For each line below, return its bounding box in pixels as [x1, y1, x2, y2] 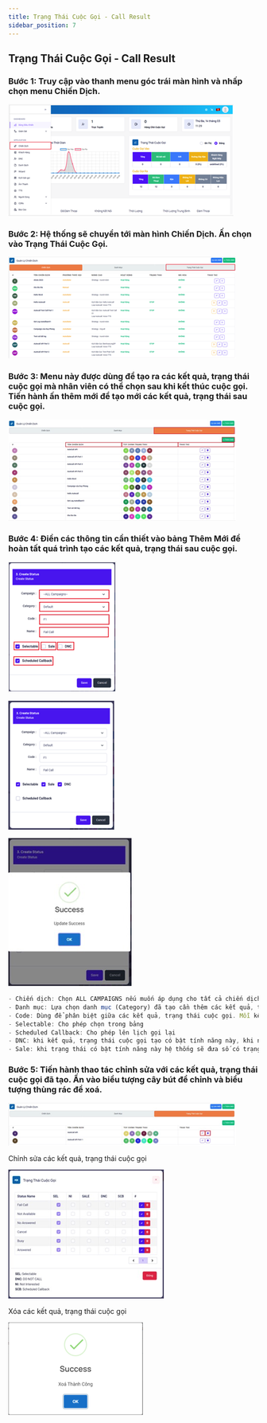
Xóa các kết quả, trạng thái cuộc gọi [8, 1306, 127, 1315]
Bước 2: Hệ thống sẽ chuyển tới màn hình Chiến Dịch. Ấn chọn [8, 229, 252, 240]
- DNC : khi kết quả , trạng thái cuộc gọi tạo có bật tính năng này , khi [8, 1037, 254, 1045]
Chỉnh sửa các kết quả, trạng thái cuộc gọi [8, 1153, 147, 1163]
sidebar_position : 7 [8, 21, 77, 29]
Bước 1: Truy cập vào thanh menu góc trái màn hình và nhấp [8, 76, 243, 87]
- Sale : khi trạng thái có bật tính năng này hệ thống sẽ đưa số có [8, 1046, 240, 1054]
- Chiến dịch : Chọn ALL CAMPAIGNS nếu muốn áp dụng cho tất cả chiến [8, 995, 244, 1003]
